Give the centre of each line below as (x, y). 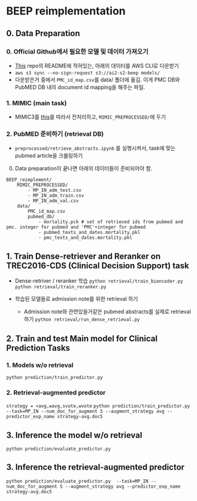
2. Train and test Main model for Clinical (82, 338)
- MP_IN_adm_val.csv (53, 201)
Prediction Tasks (38, 348)
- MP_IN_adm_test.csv (55, 191)
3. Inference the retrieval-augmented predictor (95, 467)
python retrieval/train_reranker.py (60, 287)
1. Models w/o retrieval (40, 365)
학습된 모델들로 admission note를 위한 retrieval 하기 (76, 299)
